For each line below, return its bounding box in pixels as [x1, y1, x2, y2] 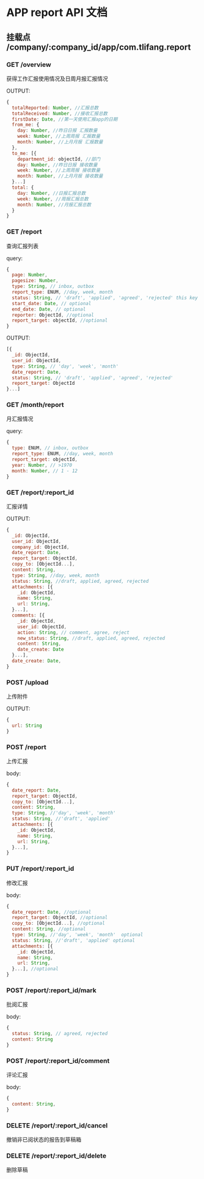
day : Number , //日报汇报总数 [17, 190, 86, 196]
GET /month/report [6, 401, 64, 409]
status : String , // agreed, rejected [12, 1031, 108, 1037]
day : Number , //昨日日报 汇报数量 [17, 127, 98, 134]
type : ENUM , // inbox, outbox [12, 445, 89, 451]
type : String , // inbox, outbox [12, 283, 95, 290]
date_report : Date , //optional [12, 909, 92, 915]
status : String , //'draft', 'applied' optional [12, 937, 136, 944]
